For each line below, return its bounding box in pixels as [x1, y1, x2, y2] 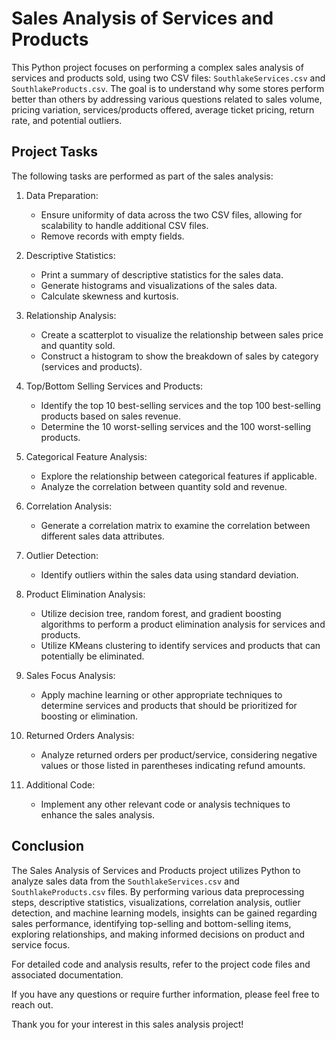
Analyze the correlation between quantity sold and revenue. [40, 480, 288, 492]
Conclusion [11, 838, 85, 855]
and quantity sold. [40, 339, 116, 351]
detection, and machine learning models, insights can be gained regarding [11, 907, 318, 919]
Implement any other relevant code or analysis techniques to [40, 798, 291, 810]
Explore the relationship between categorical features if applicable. [40, 470, 318, 482]
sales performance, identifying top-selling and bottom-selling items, [11, 917, 292, 929]
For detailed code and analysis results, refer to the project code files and [11, 958, 311, 970]
